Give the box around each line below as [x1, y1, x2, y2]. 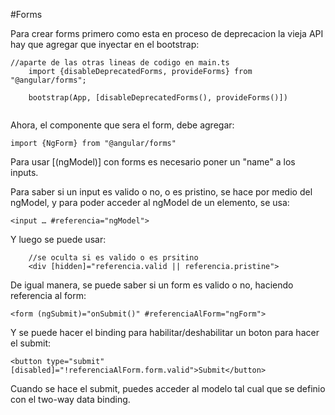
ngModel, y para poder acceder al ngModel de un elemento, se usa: [10, 197, 290, 208]
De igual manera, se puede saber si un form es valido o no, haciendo [10, 279, 294, 291]
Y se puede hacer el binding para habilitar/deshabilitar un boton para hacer [10, 327, 320, 338]
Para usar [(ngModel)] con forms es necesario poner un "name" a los [10, 156, 296, 168]
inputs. [10, 167, 39, 178]
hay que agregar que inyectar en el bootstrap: [10, 39, 200, 50]
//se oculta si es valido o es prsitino [28, 253, 199, 263]
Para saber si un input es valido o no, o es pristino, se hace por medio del [10, 186, 313, 198]
